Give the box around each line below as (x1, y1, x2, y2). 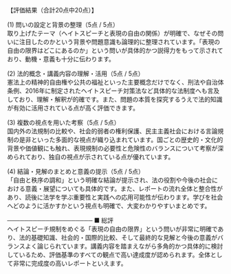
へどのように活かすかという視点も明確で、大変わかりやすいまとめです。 (7, 202, 211, 209)
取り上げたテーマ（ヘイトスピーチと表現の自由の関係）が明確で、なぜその (7, 30, 218, 37)
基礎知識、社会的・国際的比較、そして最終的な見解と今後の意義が (30, 233, 218, 242)
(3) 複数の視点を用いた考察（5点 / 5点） (7, 119, 120, 126)
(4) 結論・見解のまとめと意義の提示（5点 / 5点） (7, 168, 144, 175)
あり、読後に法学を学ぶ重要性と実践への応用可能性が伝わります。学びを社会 (7, 193, 223, 201)
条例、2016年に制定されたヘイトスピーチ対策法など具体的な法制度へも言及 (7, 87, 220, 95)
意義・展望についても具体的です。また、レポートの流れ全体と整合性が (25, 185, 223, 192)
